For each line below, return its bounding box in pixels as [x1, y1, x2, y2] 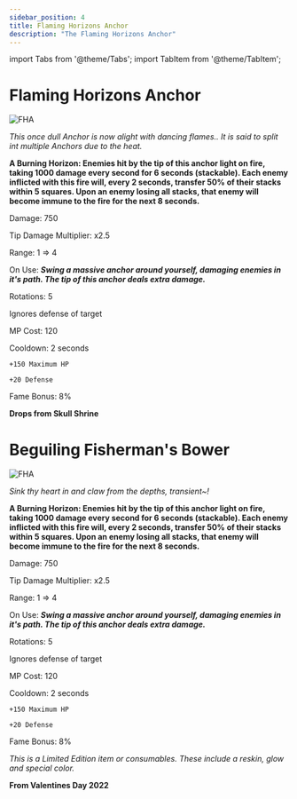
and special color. [9, 763, 75, 773]
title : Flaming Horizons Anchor [9, 21, 129, 30]
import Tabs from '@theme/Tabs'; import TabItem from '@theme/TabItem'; [9, 54, 282, 65]
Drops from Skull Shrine [9, 408, 99, 419]
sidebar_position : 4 [9, 12, 86, 22]
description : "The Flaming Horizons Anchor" [9, 29, 176, 38]
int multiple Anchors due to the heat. [9, 141, 143, 152]
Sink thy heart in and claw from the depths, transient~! [9, 486, 210, 497]
